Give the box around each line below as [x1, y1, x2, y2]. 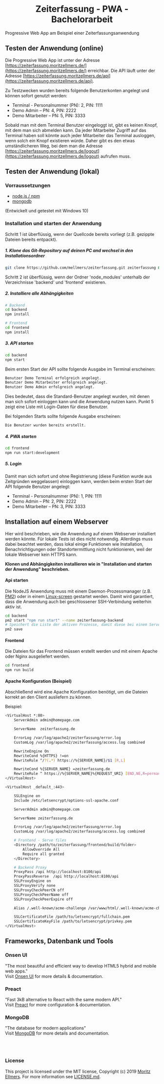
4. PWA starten [5, 433, 37, 439]
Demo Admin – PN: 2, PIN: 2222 [12, 498, 77, 504]
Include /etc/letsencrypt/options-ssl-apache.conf [14, 798, 119, 803]
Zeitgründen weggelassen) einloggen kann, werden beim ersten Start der [5, 478, 153, 484]
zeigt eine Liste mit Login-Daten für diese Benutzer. [5, 404, 109, 410]
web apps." [5, 968, 28, 974]
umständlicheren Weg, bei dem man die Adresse [5, 143, 103, 149]
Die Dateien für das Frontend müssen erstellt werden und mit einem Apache [5, 648, 158, 654]
